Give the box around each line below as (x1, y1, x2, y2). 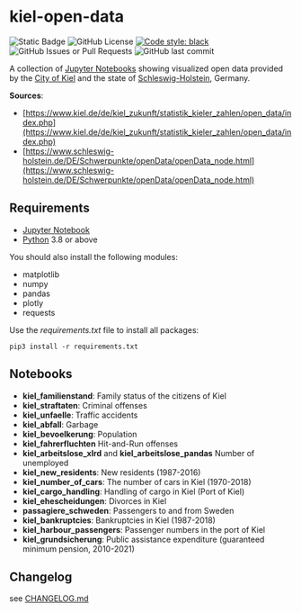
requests (22, 307, 56, 318)
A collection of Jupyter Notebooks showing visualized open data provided (9, 63, 284, 74)
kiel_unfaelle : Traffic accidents (22, 409, 138, 420)
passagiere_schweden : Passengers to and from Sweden (22, 505, 235, 516)
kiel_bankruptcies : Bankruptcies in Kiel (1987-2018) (22, 515, 216, 526)
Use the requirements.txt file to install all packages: (9, 324, 199, 335)
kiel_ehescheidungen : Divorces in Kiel (22, 495, 167, 506)
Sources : (9, 90, 44, 101)
